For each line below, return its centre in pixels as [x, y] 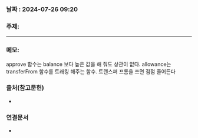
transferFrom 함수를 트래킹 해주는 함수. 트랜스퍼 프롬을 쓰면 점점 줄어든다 [91, 71]
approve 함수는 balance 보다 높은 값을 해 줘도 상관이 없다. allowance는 [89, 64]
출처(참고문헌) [25, 88]
